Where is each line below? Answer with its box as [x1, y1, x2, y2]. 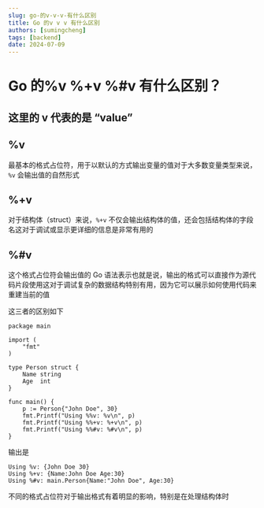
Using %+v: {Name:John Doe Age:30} [8, 470, 125, 478]
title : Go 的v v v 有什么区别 [8, 19, 100, 27]
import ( [8, 336, 37, 344]
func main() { [8, 399, 55, 406]
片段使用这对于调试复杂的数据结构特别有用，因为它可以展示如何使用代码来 [14, 280, 257, 290]
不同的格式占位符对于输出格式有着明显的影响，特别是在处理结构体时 [8, 491, 229, 501]
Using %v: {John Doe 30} [8, 463, 90, 471]
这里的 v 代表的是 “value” [8, 111, 133, 124]
